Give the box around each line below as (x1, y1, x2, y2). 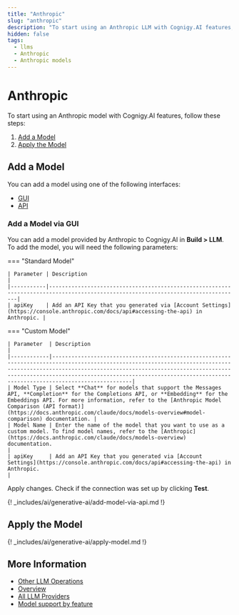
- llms (14, 44, 34, 51)
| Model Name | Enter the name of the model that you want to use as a (7, 422, 225, 429)
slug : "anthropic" (7, 17, 62, 24)
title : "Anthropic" (7, 10, 66, 18)
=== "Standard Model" (7, 256, 75, 265)
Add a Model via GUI (7, 219, 79, 229)
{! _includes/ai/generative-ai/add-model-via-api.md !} (7, 497, 166, 507)
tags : (7, 37, 24, 44)
